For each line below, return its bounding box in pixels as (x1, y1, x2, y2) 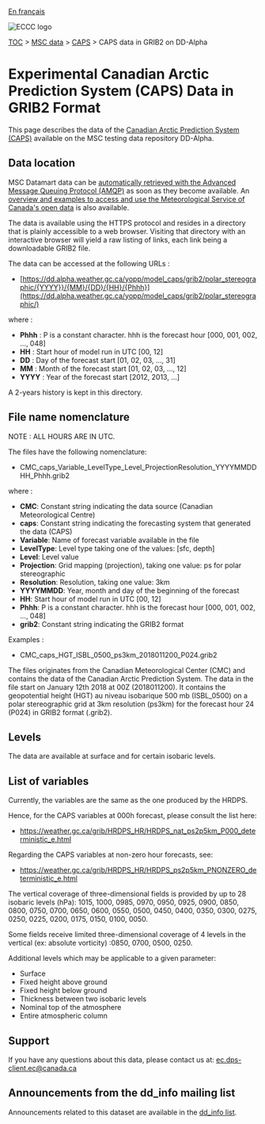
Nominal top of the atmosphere (19, 1003, 122, 1012)
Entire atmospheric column (19, 1011, 108, 1021)
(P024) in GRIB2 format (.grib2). (8, 707, 112, 717)
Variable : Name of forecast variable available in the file (19, 535, 199, 545)
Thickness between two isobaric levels (19, 994, 147, 1004)
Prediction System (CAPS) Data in (8, 82, 234, 100)
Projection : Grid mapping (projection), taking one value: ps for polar (19, 560, 242, 570)
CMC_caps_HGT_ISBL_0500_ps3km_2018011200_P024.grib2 (19, 650, 218, 659)
